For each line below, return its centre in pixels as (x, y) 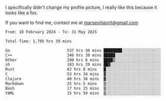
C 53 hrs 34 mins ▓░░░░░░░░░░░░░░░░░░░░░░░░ (83, 74)
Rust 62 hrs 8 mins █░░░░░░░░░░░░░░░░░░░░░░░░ (83, 69)
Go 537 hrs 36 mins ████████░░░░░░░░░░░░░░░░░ (83, 50)
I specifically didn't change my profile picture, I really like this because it (81, 7)
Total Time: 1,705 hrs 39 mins (39, 41)
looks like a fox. (22, 13)
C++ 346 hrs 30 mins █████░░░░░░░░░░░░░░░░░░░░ (83, 55)
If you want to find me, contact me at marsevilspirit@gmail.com (72, 23)
